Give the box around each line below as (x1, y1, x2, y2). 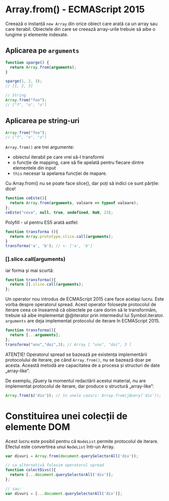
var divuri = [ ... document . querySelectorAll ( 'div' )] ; (5, 491, 123, 496)
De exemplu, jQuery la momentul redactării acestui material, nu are (5, 377, 146, 384)
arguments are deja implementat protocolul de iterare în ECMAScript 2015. (5, 318, 160, 324)
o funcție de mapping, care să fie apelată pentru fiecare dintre (12, 159, 144, 166)
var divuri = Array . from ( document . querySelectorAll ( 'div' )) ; (5, 453, 139, 458)
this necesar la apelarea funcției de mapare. (12, 170, 108, 176)
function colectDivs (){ (5, 468, 56, 473)
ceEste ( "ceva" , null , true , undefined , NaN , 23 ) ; (5, 210, 114, 215)
